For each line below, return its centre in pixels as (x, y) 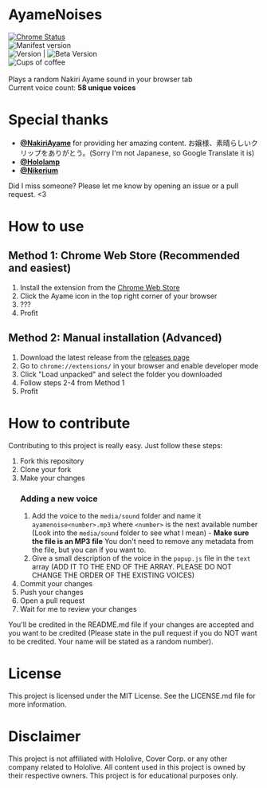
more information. (37, 704)
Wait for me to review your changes (78, 609)
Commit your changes (56, 583)
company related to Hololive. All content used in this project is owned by (127, 766)
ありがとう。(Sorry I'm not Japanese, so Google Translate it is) (151, 152)
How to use (46, 227)
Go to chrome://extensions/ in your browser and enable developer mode (139, 365)
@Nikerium (39, 170)
